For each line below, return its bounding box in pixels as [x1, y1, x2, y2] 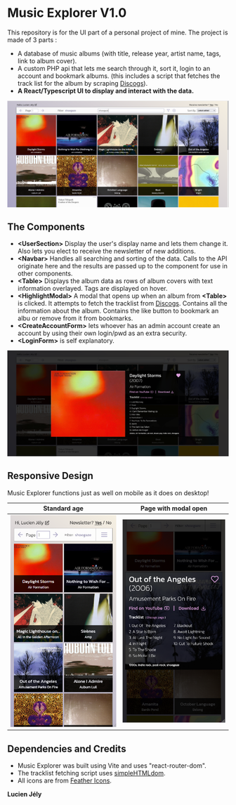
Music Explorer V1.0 [7, 5, 127, 21]
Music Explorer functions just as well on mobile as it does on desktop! [7, 488, 209, 497]
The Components [7, 221, 86, 233]
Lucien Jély [7, 790, 42, 799]
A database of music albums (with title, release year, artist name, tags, [17, 49, 221, 58]
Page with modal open [140, 504, 208, 513]
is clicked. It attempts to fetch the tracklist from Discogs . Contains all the [17, 299, 228, 308]
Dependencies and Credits [7, 742, 126, 754]
